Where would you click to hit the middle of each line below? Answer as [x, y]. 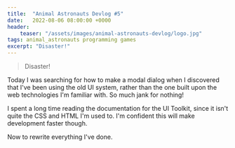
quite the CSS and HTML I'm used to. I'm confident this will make [101, 116]
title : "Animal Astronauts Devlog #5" [66, 14]
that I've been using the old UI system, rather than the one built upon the [112, 87]
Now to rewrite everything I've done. [60, 137]
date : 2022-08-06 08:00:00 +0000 [59, 20]
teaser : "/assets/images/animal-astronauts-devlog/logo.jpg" [111, 33]
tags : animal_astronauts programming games [72, 40]
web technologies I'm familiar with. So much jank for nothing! [96, 95]
